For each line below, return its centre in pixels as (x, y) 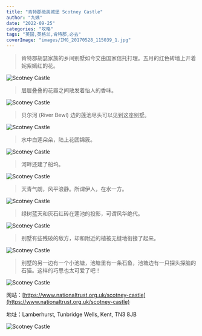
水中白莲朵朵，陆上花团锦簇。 (58, 139)
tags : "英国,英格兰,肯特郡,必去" (44, 35)
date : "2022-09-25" (31, 23)
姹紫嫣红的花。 (40, 66)
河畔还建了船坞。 (42, 164)
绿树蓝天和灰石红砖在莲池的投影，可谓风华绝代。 (82, 213)
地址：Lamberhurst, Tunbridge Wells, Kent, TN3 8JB (72, 314)
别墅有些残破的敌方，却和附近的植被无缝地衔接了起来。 (90, 238)
